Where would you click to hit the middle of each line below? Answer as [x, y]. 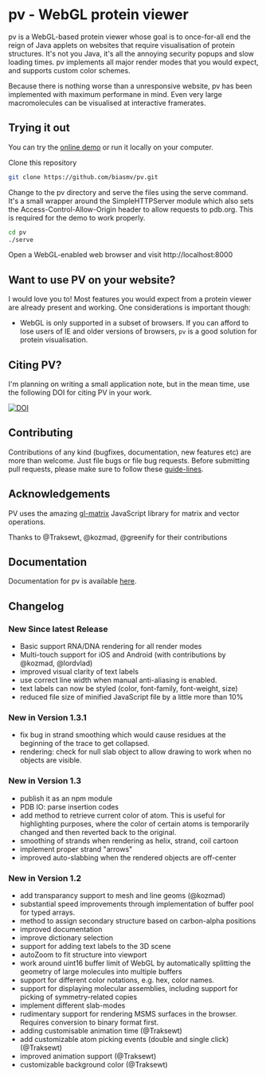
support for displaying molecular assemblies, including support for [129, 989]
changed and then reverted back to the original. [98, 832]
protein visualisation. [54, 340]
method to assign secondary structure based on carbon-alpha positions [138, 921]
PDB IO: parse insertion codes [69, 806]
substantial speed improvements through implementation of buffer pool [137, 904]
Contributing [41, 433]
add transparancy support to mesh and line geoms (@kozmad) [122, 896]
